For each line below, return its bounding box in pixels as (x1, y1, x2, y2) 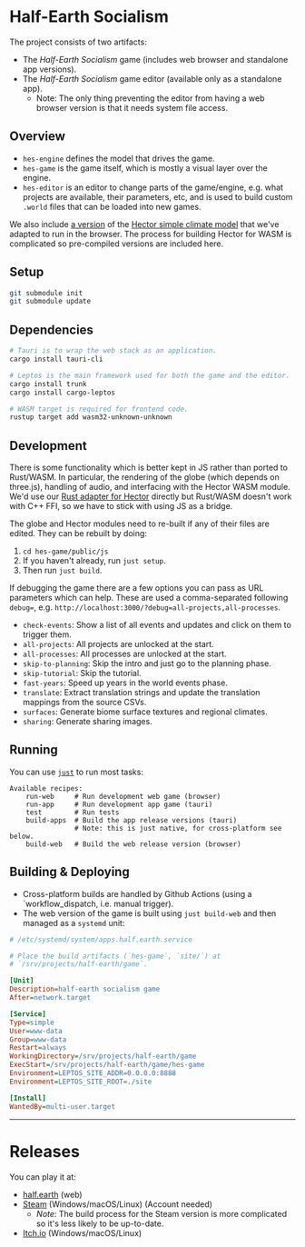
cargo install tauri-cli (9, 354, 103, 364)
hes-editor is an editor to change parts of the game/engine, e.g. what (22, 182, 284, 193)
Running (9, 743, 59, 758)
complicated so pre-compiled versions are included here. (9, 238, 224, 249)
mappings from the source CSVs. (22, 697, 147, 708)
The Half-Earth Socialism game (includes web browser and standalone (22, 54, 289, 65)
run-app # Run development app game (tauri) (25, 800, 213, 809)
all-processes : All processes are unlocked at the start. (22, 648, 227, 660)
